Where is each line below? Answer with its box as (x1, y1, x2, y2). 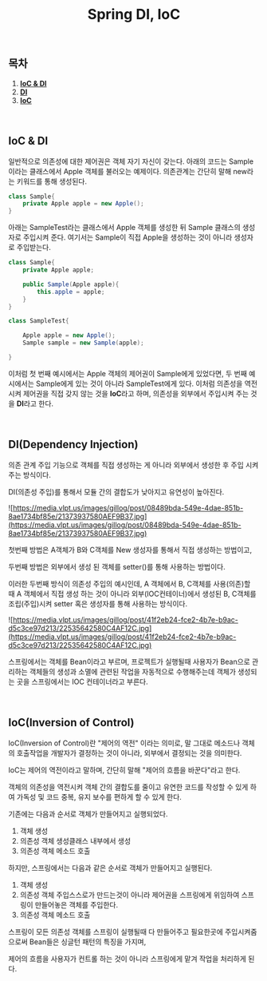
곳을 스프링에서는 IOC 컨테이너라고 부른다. (16, 677, 149, 686)
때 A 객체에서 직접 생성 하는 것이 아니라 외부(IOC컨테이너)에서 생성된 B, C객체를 (8, 589, 257, 598)
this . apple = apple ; (37, 288, 105, 296)
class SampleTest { (8, 317, 69, 325)
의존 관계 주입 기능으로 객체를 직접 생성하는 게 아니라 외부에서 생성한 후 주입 (8, 460, 245, 470)
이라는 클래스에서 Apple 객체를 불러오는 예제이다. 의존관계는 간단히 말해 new (8, 166, 247, 176)
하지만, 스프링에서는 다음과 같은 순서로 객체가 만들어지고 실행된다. (8, 863, 213, 872)
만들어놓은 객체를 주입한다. (34, 900, 118, 909)
